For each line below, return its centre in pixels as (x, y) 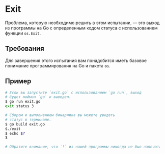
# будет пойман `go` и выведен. (38, 97)
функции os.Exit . (23, 33)
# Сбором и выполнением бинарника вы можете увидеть (60, 115)
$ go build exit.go (25, 124)
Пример (18, 81)
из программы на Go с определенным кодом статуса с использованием (82, 28)
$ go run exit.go (23, 102)
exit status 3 (20, 106)
